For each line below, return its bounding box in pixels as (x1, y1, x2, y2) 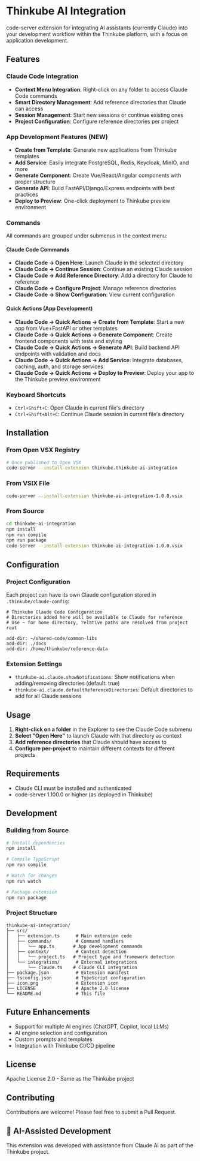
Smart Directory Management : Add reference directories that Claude (14, 98, 186, 106)
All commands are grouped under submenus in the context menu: (6, 232, 168, 239)
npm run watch (6, 878, 42, 884)
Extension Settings (6, 660, 63, 668)
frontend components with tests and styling (14, 337, 122, 344)
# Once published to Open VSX (6, 459, 82, 465)
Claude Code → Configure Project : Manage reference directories (14, 285, 176, 292)
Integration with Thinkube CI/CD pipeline (14, 1042, 115, 1049)
